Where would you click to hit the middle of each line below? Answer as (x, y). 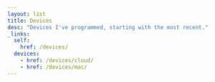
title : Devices (30, 21)
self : (22, 41)
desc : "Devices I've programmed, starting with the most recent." (108, 27)
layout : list (27, 14)
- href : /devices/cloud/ (57, 61)
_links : (19, 34)
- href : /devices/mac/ (54, 67)
